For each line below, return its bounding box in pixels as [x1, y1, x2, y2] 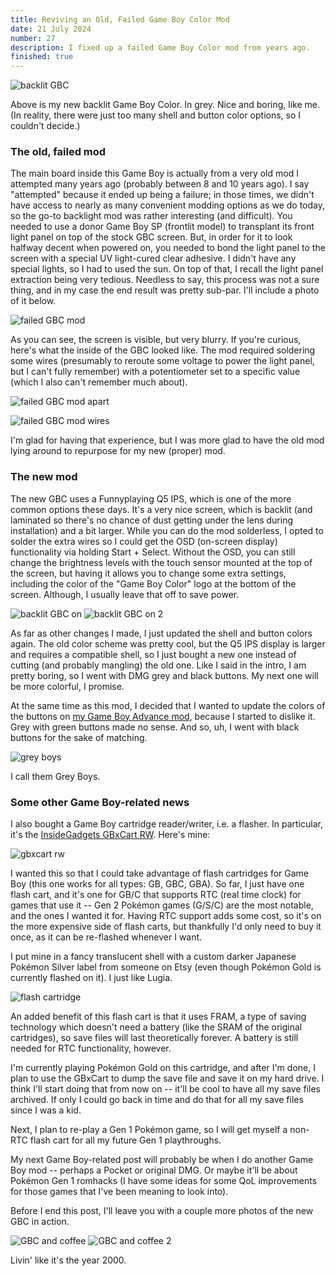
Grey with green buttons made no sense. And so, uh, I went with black [10, 721, 300, 733]
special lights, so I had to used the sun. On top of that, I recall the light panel [10, 263, 324, 275]
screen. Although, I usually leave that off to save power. [10, 588, 240, 600]
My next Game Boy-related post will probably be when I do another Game [10, 1154, 314, 1166]
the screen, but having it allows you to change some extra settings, [10, 567, 287, 579]
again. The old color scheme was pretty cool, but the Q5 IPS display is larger [10, 637, 326, 650]
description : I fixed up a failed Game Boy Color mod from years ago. [10, 42, 311, 53]
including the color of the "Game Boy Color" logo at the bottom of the [10, 577, 297, 590]
